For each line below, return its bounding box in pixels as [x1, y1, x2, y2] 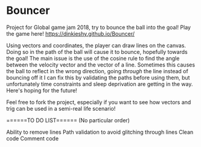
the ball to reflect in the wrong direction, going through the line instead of [6, 67, 188, 74]
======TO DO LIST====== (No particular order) [6, 116, 130, 124]
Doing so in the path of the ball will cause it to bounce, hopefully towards [6, 48, 188, 55]
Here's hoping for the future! [6, 87, 77, 94]
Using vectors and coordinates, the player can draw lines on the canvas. [6, 42, 186, 49]
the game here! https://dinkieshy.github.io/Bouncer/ [6, 30, 135, 37]
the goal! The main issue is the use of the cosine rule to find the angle [6, 54, 180, 62]
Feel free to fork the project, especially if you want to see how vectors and [6, 98, 191, 106]
